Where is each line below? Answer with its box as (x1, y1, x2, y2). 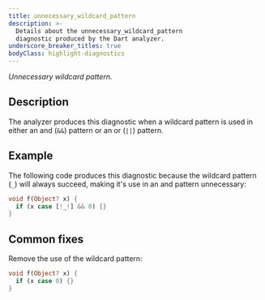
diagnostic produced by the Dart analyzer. (15, 34, 165, 43)
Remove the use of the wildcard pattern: (8, 254, 143, 264)
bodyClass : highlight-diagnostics (8, 49, 126, 58)
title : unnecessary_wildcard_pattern (8, 11, 136, 20)
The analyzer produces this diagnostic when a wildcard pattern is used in (8, 117, 254, 126)
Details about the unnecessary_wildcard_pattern (15, 27, 183, 35)
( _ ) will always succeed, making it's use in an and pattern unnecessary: (8, 179, 247, 189)
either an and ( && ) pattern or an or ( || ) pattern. (8, 125, 164, 135)
